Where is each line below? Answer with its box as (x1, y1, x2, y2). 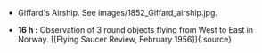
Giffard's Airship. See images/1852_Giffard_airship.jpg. (17, 8, 218, 18)
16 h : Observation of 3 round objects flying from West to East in (17, 25, 254, 34)
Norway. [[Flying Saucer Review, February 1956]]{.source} (17, 34, 232, 44)
